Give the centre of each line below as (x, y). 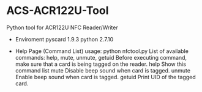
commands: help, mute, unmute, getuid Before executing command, (101, 57)
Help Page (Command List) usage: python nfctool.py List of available (102, 51)
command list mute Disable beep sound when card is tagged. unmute (103, 70)
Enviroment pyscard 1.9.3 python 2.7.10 (64, 39)
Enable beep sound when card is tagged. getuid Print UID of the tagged (105, 77)
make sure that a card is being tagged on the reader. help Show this (101, 64)
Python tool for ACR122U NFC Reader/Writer (62, 27)
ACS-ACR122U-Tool (58, 11)
